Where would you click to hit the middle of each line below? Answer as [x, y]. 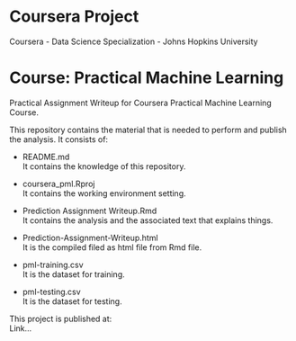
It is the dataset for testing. [72, 301]
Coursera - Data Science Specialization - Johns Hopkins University [134, 41]
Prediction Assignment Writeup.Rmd [90, 211]
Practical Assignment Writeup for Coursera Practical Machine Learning [140, 103]
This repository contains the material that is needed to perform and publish [148, 130]
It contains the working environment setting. [104, 193]
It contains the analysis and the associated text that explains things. [148, 220]
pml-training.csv [53, 265]
